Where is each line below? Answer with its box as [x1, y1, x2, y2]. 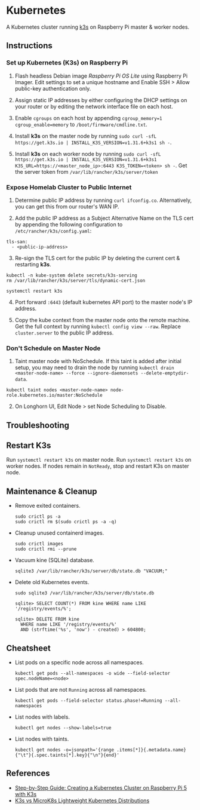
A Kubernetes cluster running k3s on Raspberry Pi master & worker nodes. [6, 23, 190, 30]
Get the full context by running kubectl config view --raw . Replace [14, 323, 181, 330]
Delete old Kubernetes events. [14, 579, 90, 586]
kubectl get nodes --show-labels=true [14, 725, 112, 731]
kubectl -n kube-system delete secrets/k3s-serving [6, 272, 137, 278]
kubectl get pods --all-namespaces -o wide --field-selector [14, 670, 171, 677]
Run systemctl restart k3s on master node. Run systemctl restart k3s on [6, 456, 192, 464]
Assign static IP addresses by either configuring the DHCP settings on [14, 96, 187, 103]
